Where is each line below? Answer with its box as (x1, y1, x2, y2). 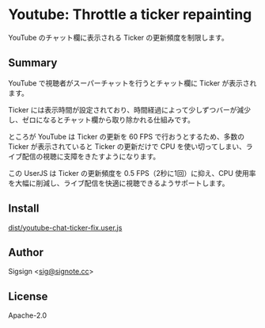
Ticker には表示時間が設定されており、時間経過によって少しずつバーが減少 (8, 105, 252, 114)
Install (8, 202, 40, 215)
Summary (8, 56, 58, 70)
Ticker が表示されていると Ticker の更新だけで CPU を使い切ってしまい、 (8, 141, 247, 151)
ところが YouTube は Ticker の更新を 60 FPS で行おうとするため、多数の (8, 132, 245, 141)
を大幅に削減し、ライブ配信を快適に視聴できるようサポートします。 (8, 178, 229, 188)
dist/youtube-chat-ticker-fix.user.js (8, 223, 123, 232)
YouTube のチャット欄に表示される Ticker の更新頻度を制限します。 (8, 32, 229, 42)
